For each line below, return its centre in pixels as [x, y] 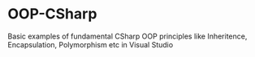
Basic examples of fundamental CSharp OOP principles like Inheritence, [127, 36]
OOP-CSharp [52, 14]
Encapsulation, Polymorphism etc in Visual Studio [91, 44]
